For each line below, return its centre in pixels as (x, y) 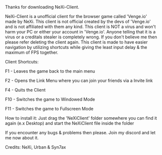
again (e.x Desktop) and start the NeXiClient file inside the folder (70, 123)
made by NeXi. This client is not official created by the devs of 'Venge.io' (78, 22)
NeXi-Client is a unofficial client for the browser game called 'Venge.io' (76, 16)
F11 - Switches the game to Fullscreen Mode (49, 109)
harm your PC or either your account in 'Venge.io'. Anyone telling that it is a (80, 32)
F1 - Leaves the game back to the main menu (50, 71)
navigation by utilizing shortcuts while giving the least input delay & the (76, 47)
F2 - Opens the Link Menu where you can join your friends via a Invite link (79, 80)
